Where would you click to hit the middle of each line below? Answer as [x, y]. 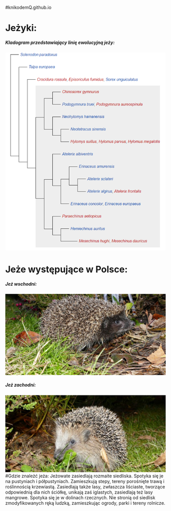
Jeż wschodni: [21, 284]
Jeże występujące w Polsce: [67, 269]
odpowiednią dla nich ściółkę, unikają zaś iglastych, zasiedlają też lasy [79, 492]
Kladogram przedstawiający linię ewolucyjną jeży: [60, 42]
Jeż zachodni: [21, 385]
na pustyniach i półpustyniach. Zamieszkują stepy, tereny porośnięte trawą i [85, 481]
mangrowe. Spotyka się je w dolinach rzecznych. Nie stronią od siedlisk [80, 497]
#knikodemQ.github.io [28, 7]
